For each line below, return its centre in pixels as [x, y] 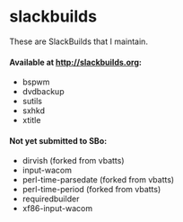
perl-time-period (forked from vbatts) [91, 190]
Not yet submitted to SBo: [58, 140]
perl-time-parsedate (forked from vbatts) [98, 180]
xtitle [31, 120]
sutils [32, 102]
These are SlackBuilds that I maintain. [78, 41]
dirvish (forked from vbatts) [73, 161]
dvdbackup [43, 92]
